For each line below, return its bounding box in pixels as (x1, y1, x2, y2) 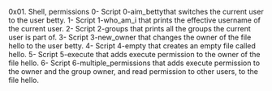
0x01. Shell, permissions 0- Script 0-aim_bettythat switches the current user (8, 7, 264, 16)
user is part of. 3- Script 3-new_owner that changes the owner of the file (8, 32, 252, 42)
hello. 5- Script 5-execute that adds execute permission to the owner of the (8, 50, 261, 59)
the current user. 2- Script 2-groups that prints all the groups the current (8, 24, 252, 33)
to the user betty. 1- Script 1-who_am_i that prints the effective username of (8, 15, 261, 25)
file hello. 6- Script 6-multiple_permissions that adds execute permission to (8, 58, 261, 68)
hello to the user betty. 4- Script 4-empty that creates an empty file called (8, 41, 256, 51)
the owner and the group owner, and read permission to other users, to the (8, 67, 258, 76)
